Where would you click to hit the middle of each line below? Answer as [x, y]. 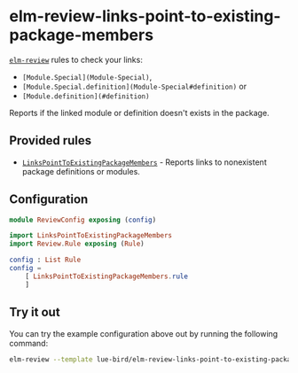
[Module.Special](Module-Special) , [87, 76]
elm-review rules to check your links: [76, 59]
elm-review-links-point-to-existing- [145, 16]
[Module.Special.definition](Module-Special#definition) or [134, 86]
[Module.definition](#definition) [86, 96]
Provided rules [50, 140]
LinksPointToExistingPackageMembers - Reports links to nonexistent [145, 162]
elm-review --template [51, 359]
